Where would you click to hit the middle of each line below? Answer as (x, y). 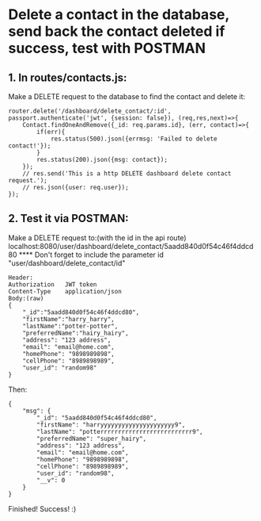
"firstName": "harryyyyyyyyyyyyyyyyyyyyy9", (111, 425)
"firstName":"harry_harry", (68, 319)
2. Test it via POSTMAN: (68, 218)
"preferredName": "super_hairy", (92, 439)
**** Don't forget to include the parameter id (91, 255)
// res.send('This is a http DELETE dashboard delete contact (127, 174)
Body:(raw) (26, 298)
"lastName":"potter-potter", (70, 326)
